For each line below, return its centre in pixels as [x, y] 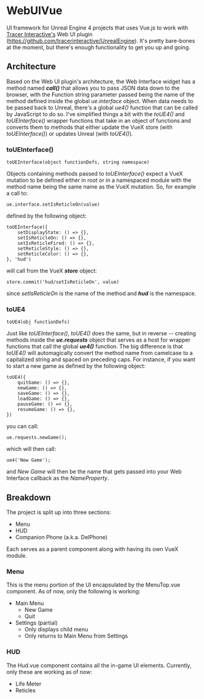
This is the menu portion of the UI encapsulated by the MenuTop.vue [93, 585]
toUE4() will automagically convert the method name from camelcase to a [100, 353]
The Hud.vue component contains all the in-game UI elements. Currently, [99, 665]
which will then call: [31, 449]
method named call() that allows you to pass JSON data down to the [93, 88]
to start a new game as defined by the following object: [76, 366]
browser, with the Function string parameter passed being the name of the [100, 94]
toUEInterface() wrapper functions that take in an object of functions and [99, 120]
